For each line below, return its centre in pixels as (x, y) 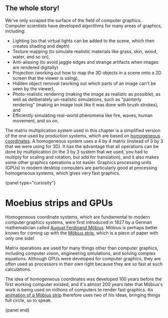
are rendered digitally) (35, 67)
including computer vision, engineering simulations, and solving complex (80, 253)
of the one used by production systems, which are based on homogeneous (83, 135)
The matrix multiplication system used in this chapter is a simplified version (83, 130)
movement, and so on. (36, 120)
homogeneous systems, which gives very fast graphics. (63, 173)
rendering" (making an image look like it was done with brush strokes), (86, 104)
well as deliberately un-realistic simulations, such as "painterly (77, 99)
